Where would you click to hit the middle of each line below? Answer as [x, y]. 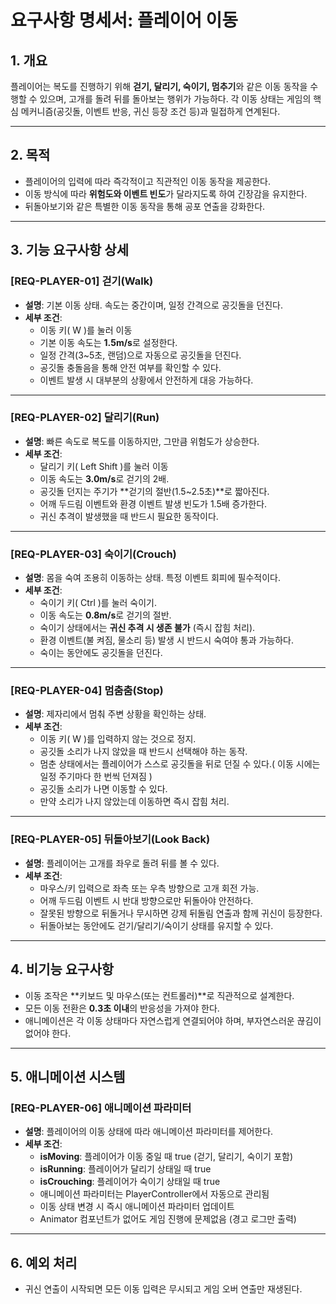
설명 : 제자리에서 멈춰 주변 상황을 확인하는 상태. [115, 714]
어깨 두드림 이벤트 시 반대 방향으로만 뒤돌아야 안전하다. [146, 900]
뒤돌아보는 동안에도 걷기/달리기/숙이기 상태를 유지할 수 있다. [156, 925]
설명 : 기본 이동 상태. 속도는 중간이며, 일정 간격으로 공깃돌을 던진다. [154, 305]
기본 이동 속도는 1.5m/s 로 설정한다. [108, 342]
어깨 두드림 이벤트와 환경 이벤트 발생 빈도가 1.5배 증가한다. [153, 503]
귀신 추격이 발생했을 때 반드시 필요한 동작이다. [129, 516]
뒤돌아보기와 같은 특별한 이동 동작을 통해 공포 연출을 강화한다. [145, 206]
